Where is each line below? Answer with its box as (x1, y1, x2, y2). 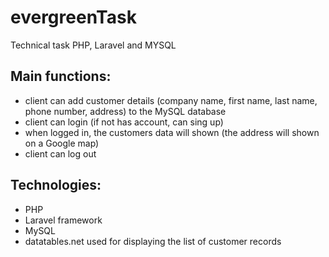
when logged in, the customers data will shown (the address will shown (24, 126, 320, 138)
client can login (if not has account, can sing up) (24, 116, 224, 128)
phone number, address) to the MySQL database (24, 105, 227, 117)
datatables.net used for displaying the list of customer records (24, 235, 282, 247)
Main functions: (10, 68, 112, 85)
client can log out (24, 147, 97, 160)
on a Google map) (24, 137, 100, 149)
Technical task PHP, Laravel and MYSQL (10, 39, 177, 51)
